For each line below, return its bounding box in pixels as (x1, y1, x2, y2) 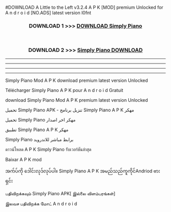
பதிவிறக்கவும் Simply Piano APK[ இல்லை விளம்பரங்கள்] (5, 190, 116, 196)
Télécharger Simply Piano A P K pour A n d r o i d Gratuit (5, 87, 124, 93)
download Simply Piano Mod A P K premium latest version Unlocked (5, 97, 149, 103)
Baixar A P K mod (5, 156, 42, 162)
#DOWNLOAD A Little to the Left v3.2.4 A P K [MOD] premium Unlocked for (5, 5, 164, 10)
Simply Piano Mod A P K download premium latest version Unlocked (5, 77, 149, 83)
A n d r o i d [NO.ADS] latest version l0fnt (5, 10, 92, 16)
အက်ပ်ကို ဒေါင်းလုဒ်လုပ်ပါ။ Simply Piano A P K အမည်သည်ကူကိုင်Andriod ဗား (5, 168, 160, 174)
